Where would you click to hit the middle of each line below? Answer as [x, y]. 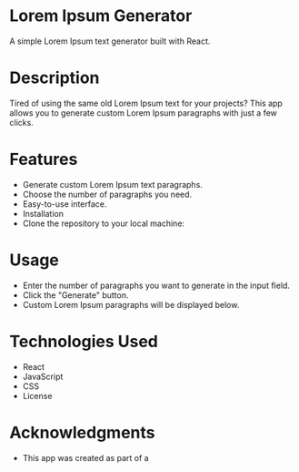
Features [44, 159]
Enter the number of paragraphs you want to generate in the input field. [156, 285]
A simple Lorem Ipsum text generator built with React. [110, 41]
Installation [43, 213]
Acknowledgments [83, 432]
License [37, 395]
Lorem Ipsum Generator [101, 16]
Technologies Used [84, 341]
